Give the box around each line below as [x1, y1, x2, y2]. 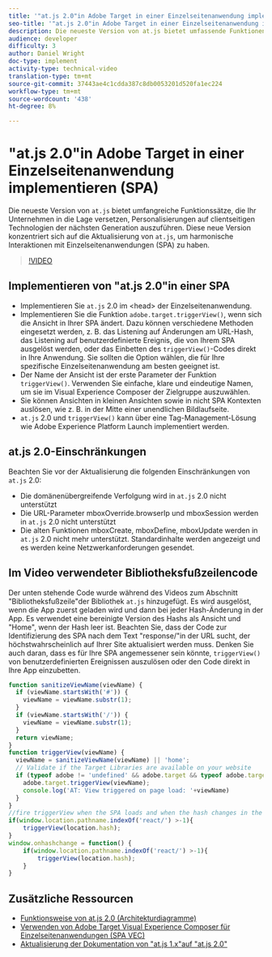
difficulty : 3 [8, 42, 57, 50]
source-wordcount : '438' [8, 95, 92, 103]
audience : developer [8, 34, 79, 43]
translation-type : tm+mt [8, 72, 92, 80]
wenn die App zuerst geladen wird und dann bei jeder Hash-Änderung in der [8, 605, 264, 615]
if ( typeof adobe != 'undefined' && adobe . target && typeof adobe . [15, 771, 249, 779]
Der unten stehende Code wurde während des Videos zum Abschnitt [8, 587, 239, 597]
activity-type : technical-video [8, 65, 117, 73]
